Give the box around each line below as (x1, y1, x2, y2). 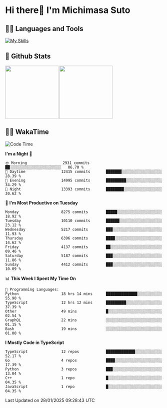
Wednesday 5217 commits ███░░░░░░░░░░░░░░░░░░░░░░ (5, 227, 162, 232)
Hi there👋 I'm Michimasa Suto (5, 4, 130, 16)
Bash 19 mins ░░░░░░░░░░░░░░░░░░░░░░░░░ (5, 326, 162, 331)
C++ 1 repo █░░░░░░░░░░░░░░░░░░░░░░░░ (5, 375, 162, 380)
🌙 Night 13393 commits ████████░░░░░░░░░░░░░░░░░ (5, 186, 162, 191)
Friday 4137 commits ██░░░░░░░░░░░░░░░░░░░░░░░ (5, 244, 162, 249)
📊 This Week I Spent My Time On (5, 275, 76, 281)
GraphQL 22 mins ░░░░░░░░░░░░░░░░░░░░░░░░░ (5, 317, 162, 322)
